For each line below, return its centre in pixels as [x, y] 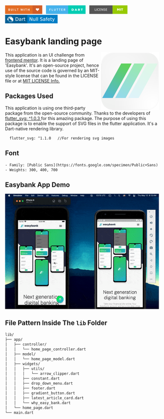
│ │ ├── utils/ [25, 369]
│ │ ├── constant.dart [32, 379]
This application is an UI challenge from [45, 55]
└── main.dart [20, 413]
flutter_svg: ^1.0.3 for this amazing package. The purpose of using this [76, 118]
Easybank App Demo [38, 185]
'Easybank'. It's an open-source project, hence [52, 65]
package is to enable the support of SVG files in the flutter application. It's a [81, 123]
